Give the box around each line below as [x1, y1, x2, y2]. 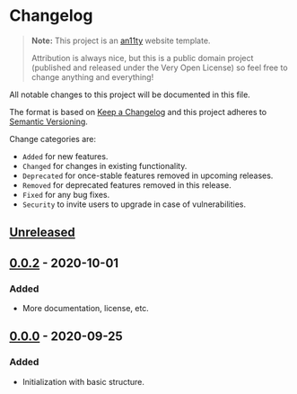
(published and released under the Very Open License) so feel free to [31, 62, 289, 73]
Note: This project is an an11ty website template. [31, 35, 211, 46]
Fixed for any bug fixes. [22, 189, 110, 200]
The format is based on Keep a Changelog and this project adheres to [9, 106, 267, 117]
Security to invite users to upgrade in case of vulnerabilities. [22, 199, 247, 210]
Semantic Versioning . [9, 116, 88, 127]
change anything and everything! [31, 71, 154, 82]
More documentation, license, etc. [22, 303, 150, 314]
